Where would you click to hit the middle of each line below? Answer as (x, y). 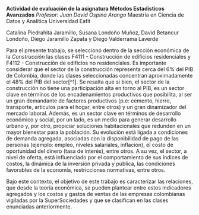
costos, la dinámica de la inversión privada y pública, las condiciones (91, 163)
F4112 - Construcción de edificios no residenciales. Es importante (86, 63)
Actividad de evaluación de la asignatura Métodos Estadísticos (86, 9)
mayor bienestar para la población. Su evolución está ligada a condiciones (97, 132)
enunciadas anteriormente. (39, 206)
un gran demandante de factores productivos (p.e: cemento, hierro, (89, 101)
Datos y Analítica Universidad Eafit (48, 21)
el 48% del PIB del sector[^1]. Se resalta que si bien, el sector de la (88, 82)
